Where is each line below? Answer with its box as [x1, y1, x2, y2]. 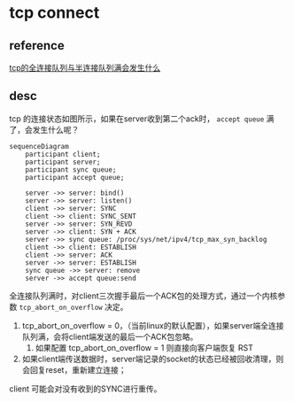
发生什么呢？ [32, 124, 80, 135]
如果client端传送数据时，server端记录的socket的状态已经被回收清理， [21, 353, 276, 364]
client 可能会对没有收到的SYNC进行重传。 [9, 383, 162, 394]
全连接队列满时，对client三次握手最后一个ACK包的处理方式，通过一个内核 [9, 290, 278, 301]
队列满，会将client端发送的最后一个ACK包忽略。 [21, 331, 198, 342]
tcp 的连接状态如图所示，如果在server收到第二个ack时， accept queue [9, 113, 265, 124]
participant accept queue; [25, 173, 125, 182]
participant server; [25, 158, 101, 166]
